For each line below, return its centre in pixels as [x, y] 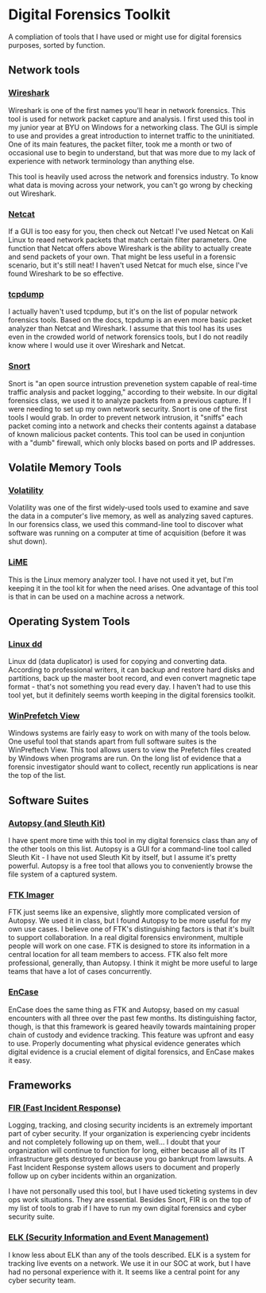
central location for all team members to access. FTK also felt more [118, 955]
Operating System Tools [69, 621]
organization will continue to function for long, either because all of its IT [127, 1150]
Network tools [44, 70]
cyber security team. [42, 1280]
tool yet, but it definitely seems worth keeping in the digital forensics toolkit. [132, 695]
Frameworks [40, 1086]
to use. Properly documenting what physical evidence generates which [124, 1043]
